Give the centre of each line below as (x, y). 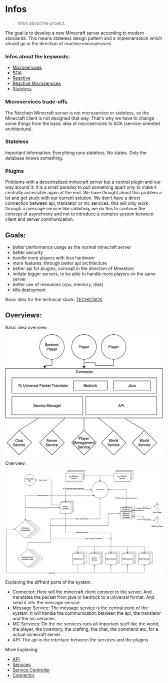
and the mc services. (34, 618)
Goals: (15, 235)
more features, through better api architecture (60, 263)
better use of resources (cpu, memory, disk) (58, 284)
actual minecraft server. (37, 634)
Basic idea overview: (26, 327)
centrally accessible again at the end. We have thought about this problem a (83, 193)
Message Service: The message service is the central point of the (80, 608)
